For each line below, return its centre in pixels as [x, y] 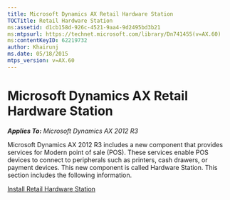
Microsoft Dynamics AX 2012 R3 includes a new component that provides [115, 144]
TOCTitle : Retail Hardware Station [60, 21]
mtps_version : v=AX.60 [41, 61]
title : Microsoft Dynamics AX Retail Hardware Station [90, 14]
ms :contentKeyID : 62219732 [47, 41]
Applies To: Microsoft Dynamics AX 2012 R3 [73, 131]
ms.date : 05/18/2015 [38, 54]
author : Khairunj [33, 47]
